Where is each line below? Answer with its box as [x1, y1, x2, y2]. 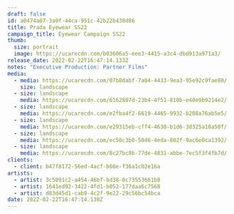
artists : [7, 169, 33, 177]
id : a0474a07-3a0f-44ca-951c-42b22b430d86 [7, 17, 135, 24]
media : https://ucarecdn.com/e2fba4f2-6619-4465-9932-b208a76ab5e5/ [20, 110, 228, 117]
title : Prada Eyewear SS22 [7, 24, 87, 31]
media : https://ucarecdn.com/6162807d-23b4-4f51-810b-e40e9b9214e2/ [20, 97, 228, 104]
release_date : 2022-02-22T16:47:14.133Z [7, 57, 129, 64]
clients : [7, 156, 33, 164]
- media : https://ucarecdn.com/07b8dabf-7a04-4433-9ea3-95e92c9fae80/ [14, 76, 228, 84]
